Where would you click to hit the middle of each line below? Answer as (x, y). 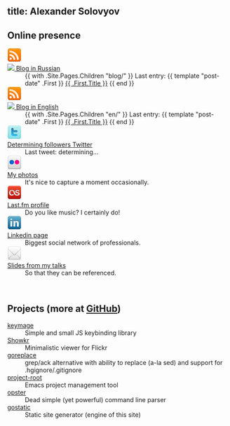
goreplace (22, 355)
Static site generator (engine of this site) (83, 415)
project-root (25, 378)
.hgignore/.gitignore (53, 370)
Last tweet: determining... (62, 152)
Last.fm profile (28, 205)
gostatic (19, 407)
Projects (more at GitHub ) (64, 309)
